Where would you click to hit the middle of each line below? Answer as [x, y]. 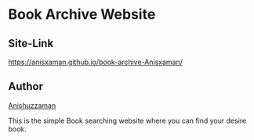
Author [25, 86]
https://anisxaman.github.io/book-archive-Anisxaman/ [95, 62]
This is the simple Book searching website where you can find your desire [127, 120]
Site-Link [31, 43]
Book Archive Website [82, 14]
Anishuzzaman [32, 105]
